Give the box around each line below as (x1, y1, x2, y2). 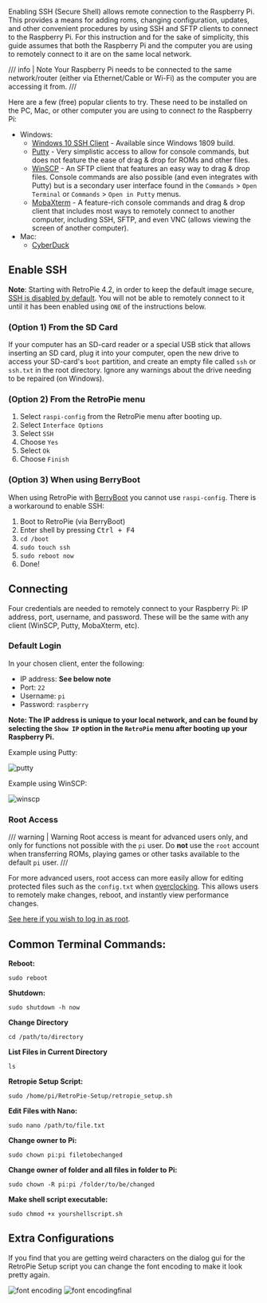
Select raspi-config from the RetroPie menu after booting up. (19, 412, 222, 422)
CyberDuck (31, 240, 70, 250)
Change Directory (8, 1017, 69, 1027)
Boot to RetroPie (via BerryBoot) (19, 516, 126, 526)
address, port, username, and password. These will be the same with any (8, 612, 249, 622)
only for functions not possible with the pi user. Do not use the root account (8, 841, 259, 850)
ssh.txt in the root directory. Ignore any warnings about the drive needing (8, 366, 252, 375)
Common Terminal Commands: (8, 937, 167, 951)
